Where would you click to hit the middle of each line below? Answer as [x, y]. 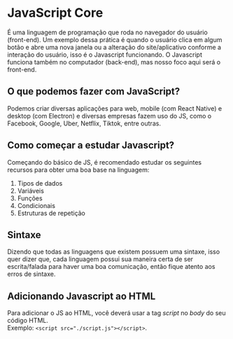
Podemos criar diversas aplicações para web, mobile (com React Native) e [115, 108]
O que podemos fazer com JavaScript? [94, 91]
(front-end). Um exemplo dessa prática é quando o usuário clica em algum [115, 39]
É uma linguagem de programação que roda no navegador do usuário [107, 32]
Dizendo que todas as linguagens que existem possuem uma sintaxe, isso [114, 252]
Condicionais [36, 205]
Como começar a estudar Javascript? [91, 145]
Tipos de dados [40, 183]
